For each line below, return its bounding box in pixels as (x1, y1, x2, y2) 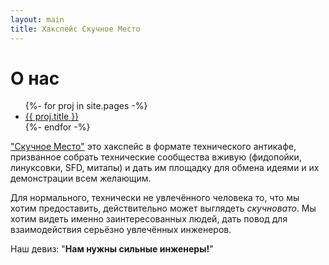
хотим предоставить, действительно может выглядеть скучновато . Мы (10, 202, 317, 215)
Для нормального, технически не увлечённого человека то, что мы (10, 192, 300, 204)
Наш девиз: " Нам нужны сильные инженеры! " (10, 243, 214, 255)
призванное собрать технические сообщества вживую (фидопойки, (10, 151, 302, 163)
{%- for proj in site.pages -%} (24, 100, 148, 112)
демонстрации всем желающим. (10, 172, 152, 185)
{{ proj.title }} (24, 111, 80, 123)
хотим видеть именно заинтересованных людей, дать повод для (10, 213, 288, 225)
